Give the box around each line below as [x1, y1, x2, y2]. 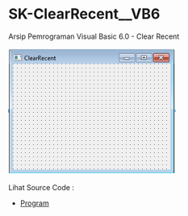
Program [19, 198, 50, 208]
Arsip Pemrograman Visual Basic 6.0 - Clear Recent [8, 31, 180, 41]
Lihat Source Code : [8, 182, 75, 192]
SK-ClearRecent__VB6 [8, 5, 161, 23]
